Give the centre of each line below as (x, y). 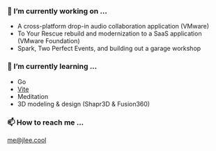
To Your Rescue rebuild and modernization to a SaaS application (109, 33)
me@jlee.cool (27, 140)
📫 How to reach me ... (46, 122)
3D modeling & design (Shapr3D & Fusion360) (84, 104)
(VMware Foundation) (48, 41)
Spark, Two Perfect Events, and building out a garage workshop (109, 49)
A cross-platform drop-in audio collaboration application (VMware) (113, 26)
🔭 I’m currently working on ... (57, 11)
